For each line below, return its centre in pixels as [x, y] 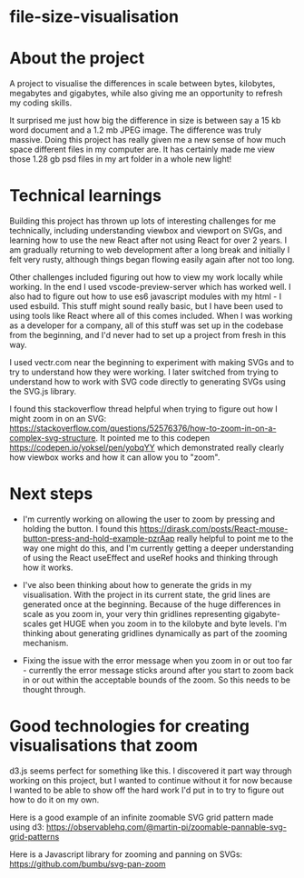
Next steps [51, 494]
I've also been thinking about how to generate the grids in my [137, 585]
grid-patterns [34, 836]
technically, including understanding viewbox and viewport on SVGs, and [146, 231]
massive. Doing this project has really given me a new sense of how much [147, 140]
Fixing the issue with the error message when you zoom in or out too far [157, 660]
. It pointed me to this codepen [152, 438]
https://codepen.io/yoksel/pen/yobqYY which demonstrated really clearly [147, 448]
